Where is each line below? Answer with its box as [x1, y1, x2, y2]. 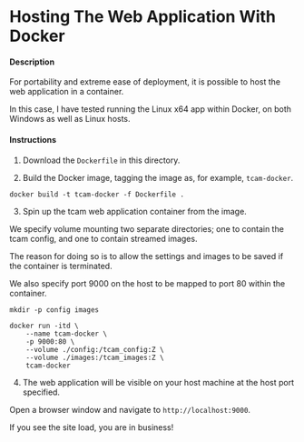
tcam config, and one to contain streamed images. [9, 233, 198, 244]
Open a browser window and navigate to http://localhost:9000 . [9, 404, 251, 415]
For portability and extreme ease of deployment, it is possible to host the [9, 76, 281, 87]
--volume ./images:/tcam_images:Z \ [25, 353, 165, 362]
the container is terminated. [9, 260, 113, 271]
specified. [22, 387, 61, 397]
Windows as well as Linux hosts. [9, 114, 131, 125]
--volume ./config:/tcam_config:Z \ [25, 345, 165, 354]
